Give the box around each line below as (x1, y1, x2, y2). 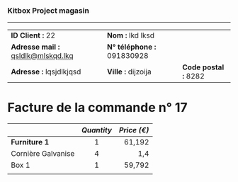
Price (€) (118, 125, 149, 135)
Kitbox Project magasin (7, 6, 90, 16)
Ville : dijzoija (107, 67, 152, 76)
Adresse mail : (11, 42, 60, 52)
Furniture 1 (11, 137, 50, 147)
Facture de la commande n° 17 (7, 100, 188, 115)
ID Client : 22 (11, 30, 55, 40)
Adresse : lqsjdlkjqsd (11, 67, 81, 76)
